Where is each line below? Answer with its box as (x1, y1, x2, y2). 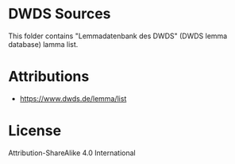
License (8, 122, 62, 140)
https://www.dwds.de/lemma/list (19, 93, 127, 103)
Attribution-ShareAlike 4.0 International (8, 148, 137, 158)
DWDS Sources (8, 5, 111, 23)
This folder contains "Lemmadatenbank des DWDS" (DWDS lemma (8, 31, 228, 41)
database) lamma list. (8, 39, 79, 49)
